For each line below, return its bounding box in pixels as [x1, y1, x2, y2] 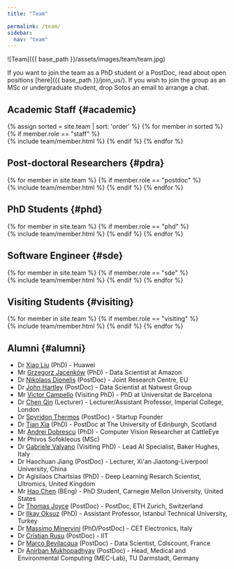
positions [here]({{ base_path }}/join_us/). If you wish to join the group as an [7, 76, 226, 85]
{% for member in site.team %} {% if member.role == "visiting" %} [7, 315, 199, 323]
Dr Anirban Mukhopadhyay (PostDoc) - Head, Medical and [17, 547, 187, 555]
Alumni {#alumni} [7, 342, 86, 354]
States [17, 494, 36, 503]
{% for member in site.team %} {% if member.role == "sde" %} [7, 268, 189, 277]
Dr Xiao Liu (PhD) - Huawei [17, 361, 96, 369]
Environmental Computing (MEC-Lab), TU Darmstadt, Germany [17, 554, 199, 563]
